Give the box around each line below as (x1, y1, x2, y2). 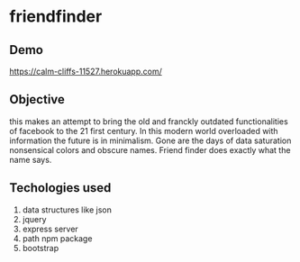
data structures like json (22, 204, 113, 215)
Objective (9, 92, 66, 107)
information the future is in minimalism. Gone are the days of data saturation (9, 135, 292, 146)
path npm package (22, 232, 93, 244)
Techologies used (9, 180, 112, 195)
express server (22, 223, 78, 234)
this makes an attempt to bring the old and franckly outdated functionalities (9, 115, 288, 127)
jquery (22, 213, 47, 224)
